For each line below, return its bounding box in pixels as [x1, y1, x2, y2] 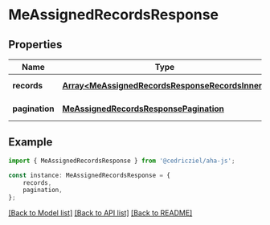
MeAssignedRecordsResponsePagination [62, 103, 225, 114]
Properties [8, 38, 63, 51]
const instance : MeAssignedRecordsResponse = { [8, 171, 171, 179]
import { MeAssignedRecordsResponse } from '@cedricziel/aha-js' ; [8, 157, 235, 165]
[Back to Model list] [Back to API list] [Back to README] [8, 208, 193, 218]
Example [8, 135, 53, 149]
